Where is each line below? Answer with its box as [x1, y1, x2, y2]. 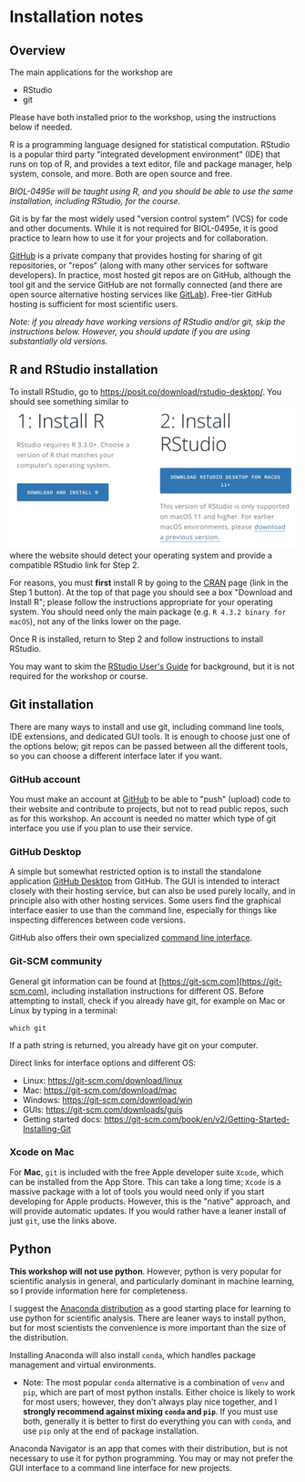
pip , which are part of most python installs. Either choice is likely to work [22, 1386, 296, 1397]
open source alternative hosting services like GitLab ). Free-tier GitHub [9, 289, 273, 300]
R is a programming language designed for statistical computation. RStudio [9, 139, 290, 149]
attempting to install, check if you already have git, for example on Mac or [9, 995, 286, 1006]
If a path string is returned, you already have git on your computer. [9, 1039, 259, 1050]
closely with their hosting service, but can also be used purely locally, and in [9, 886, 296, 897]
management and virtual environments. [9, 1359, 157, 1370]
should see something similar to [9, 396, 129, 407]
